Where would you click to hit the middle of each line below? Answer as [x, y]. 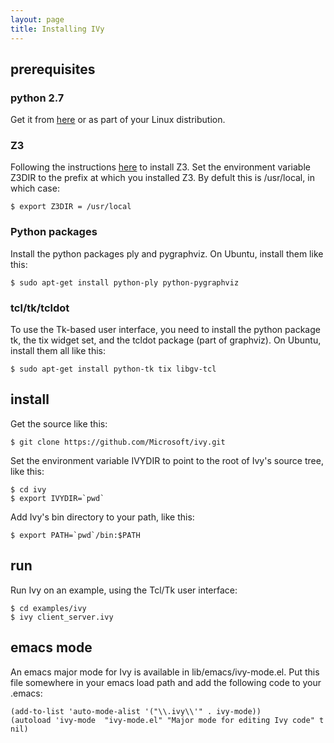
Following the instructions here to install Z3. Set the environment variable [160, 167]
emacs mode [51, 647]
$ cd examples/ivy [48, 608]
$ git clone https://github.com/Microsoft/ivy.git [118, 442]
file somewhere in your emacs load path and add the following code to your [166, 682]
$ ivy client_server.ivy [62, 617]
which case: [35, 188]
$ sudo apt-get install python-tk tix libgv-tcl [113, 369]
